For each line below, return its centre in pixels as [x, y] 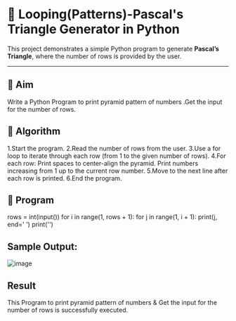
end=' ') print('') [31, 225]
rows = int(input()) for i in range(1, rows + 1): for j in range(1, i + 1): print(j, [112, 217]
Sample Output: [42, 246]
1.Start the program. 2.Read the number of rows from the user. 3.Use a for [114, 148]
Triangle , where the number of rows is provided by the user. [94, 56]
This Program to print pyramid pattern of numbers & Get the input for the [112, 302]
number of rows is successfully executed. [68, 310]
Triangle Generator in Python [94, 29]
